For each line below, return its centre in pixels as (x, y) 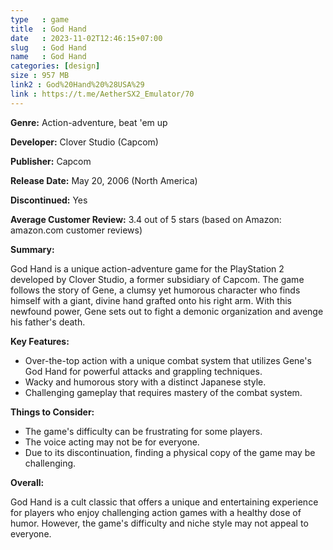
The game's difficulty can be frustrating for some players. (143, 431)
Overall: (27, 482)
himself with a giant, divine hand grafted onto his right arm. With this (151, 300)
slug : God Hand (48, 47)
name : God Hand (48, 57)
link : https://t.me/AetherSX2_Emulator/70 (102, 94)
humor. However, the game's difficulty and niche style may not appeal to (159, 523)
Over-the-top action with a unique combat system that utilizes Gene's (168, 360)
